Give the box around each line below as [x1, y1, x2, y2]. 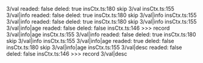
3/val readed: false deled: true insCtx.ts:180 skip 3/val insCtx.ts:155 [6, 5, 174, 12]
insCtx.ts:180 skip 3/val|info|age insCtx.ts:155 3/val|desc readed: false [6, 44, 182, 51]
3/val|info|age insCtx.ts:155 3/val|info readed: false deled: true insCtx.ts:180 [6, 31, 196, 38]
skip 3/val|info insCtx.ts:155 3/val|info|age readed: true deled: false [6, 38, 174, 44]
